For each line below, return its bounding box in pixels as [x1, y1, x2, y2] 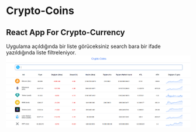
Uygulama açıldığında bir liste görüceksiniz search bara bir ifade [6, 43, 161, 50]
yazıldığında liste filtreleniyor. [6, 49, 77, 56]
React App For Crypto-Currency [6, 27, 125, 37]
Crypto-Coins [6, 4, 74, 18]
